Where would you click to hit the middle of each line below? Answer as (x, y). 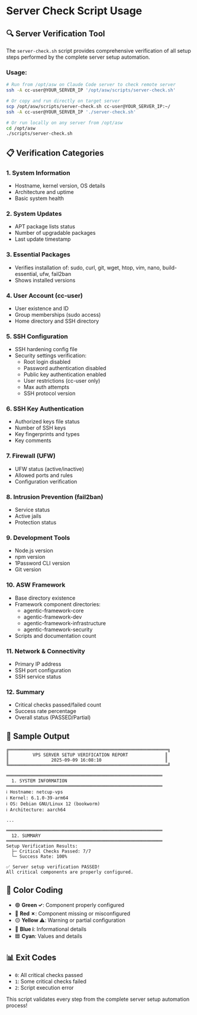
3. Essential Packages (38, 254)
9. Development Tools (38, 537)
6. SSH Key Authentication (45, 409)
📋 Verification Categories (55, 153)
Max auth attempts (46, 387)
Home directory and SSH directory (57, 321)
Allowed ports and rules (43, 475)
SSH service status (38, 676)
